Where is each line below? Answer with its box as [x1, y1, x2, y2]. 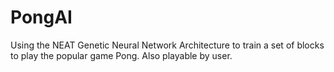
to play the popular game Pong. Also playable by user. [10, 49, 233, 61]
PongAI [10, 6, 73, 29]
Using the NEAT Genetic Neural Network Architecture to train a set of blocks [10, 39, 325, 51]
